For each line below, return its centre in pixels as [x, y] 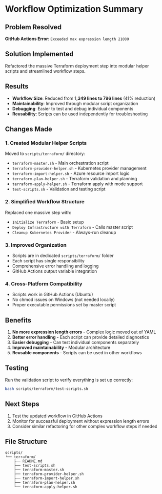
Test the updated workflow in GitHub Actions [57, 416]
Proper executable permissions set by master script [64, 305]
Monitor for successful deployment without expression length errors [81, 421]
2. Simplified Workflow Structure [45, 202]
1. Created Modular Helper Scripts [46, 143]
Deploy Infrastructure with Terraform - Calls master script [72, 227]
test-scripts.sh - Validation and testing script [59, 189]
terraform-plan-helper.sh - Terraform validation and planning [75, 179]
